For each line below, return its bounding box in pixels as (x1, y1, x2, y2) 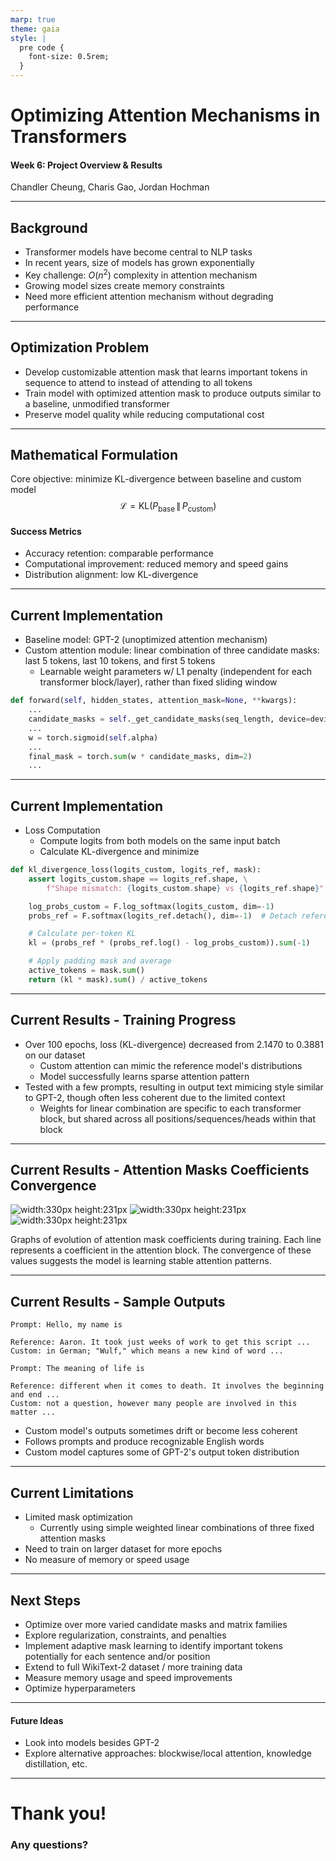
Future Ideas (10, 1714, 64, 1726)
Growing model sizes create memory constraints (24, 279, 225, 291)
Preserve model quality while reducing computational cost (24, 408, 265, 420)
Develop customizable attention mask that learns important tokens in (24, 366, 308, 378)
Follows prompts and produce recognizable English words (24, 1436, 265, 1448)
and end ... (10, 1390, 60, 1400)
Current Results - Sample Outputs (10, 1293, 226, 1310)
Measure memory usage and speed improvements (24, 1671, 233, 1683)
